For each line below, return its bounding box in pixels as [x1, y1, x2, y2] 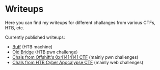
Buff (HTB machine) [12, 44, 53, 49]
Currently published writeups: [5, 34, 65, 40]
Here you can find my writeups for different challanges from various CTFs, [5, 20, 156, 25]
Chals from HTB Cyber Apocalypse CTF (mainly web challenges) [12, 59, 144, 65]
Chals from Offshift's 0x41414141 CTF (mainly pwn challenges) [12, 54, 139, 60]
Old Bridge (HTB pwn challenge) [12, 49, 78, 55]
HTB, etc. [5, 24, 25, 30]
